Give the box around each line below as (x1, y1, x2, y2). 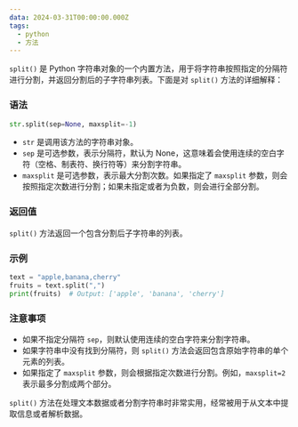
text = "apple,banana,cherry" (9, 273, 122, 282)
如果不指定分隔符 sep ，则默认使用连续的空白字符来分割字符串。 (21, 334, 255, 344)
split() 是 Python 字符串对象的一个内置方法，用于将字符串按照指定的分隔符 (9, 63, 288, 74)
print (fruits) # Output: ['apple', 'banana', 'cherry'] (9, 289, 225, 298)
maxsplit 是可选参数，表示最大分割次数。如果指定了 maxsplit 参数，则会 (21, 170, 288, 181)
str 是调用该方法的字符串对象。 (21, 137, 139, 148)
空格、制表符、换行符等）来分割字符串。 (37, 159, 187, 170)
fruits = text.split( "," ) (9, 281, 105, 290)
